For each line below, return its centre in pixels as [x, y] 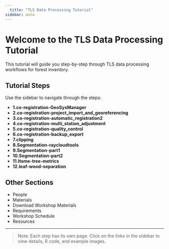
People [20, 194]
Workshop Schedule [33, 216]
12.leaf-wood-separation [39, 167]
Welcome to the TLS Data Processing [84, 40]
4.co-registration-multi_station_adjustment [59, 124]
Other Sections [29, 182]
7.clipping [23, 140]
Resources [24, 221]
